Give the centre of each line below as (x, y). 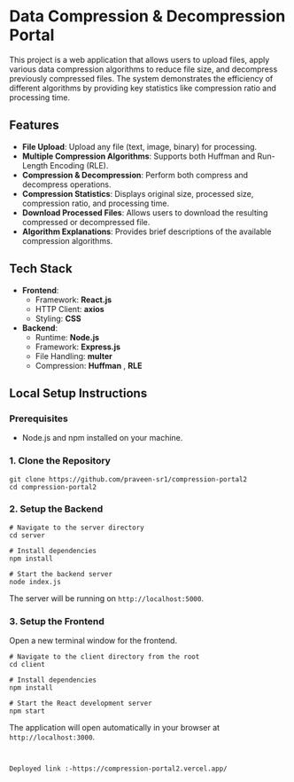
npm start (27, 711)
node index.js (35, 582)
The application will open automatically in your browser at (114, 728)
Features (34, 125)
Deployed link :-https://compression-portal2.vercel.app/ (118, 769)
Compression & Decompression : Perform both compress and (135, 175)
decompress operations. (66, 184)
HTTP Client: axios (70, 309)
